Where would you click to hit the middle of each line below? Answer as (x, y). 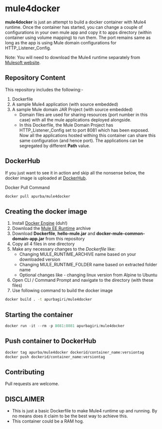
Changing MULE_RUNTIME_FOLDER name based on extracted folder (88, 265)
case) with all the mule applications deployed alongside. (75, 119)
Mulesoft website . (23, 62)
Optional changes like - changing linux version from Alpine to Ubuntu (88, 275)
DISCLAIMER (25, 399)
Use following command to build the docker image (62, 291)
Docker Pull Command (27, 187)
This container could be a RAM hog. (48, 421)
